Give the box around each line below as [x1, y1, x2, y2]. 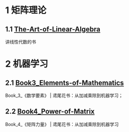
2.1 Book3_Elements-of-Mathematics [5, 78, 124, 87]
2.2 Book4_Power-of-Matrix [5, 107, 95, 116]
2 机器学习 [5, 58, 49, 70]
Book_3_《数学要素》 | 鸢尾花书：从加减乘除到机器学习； [5, 92, 123, 98]
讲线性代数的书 [5, 39, 36, 45]
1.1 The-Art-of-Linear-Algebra [5, 25, 100, 33]
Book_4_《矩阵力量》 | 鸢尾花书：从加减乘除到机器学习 [5, 121, 119, 127]
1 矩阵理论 [5, 5, 47, 16]
